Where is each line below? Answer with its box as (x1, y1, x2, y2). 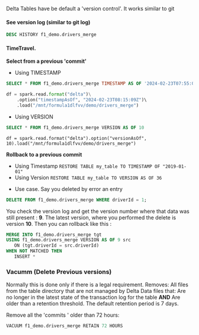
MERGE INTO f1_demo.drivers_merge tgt (6, 231, 102, 238)
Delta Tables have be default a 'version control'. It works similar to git (6, 5, 175, 12)
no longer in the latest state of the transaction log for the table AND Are (6, 293, 181, 301)
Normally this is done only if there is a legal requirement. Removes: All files (6, 281, 188, 288)
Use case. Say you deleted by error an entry (14, 185, 123, 192)
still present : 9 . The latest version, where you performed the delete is (6, 213, 176, 221)
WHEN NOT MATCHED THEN (6, 248, 62, 254)
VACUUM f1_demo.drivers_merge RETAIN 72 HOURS (6, 323, 123, 329)
